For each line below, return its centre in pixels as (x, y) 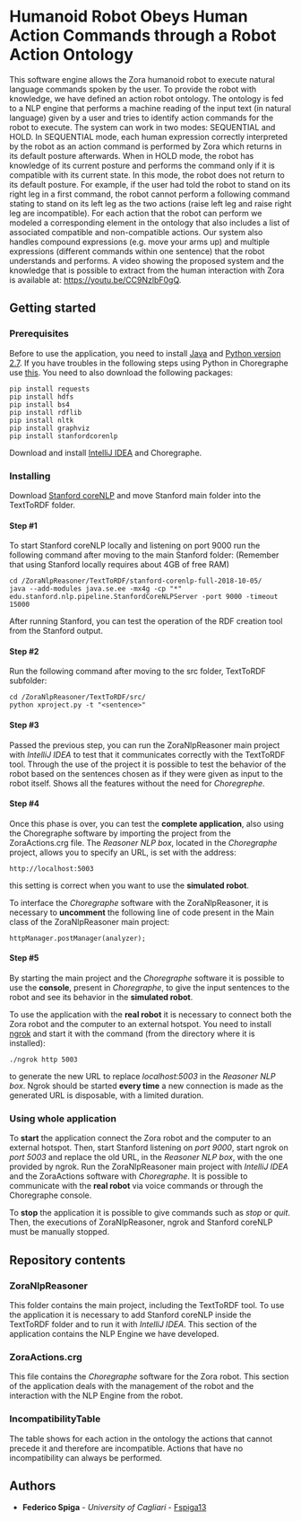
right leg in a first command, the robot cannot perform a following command (150, 194)
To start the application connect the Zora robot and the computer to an (140, 1139)
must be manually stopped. (60, 1232)
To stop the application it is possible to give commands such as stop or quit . (150, 1213)
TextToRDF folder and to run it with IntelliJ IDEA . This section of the (133, 1324)
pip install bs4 (39, 404)
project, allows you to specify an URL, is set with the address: (123, 852)
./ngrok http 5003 (43, 1059)
